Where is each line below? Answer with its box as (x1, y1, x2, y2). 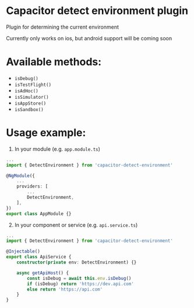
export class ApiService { (6, 254, 72, 260)
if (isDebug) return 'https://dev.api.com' (27, 281, 134, 287)
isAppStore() (14, 101, 47, 106)
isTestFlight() (14, 82, 52, 88)
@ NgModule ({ (6, 172, 35, 179)
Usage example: (6, 126, 86, 140)
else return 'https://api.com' (27, 286, 103, 292)
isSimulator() (14, 94, 49, 100)
